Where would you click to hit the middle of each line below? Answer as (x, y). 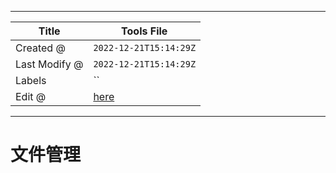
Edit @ (31, 96)
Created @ (40, 48)
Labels (31, 80)
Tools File (144, 31)
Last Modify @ (49, 64)
